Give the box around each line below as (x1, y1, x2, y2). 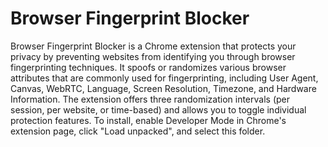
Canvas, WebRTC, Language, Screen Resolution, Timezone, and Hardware (10, 82, 317, 94)
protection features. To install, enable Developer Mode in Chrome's (10, 114, 287, 126)
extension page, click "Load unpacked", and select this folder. (10, 125, 266, 137)
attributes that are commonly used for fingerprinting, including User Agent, (10, 72, 319, 84)
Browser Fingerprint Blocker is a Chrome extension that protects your (10, 40, 297, 52)
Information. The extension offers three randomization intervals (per (10, 93, 291, 105)
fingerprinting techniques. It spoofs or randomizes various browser (10, 61, 287, 73)
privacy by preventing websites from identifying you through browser (10, 50, 296, 62)
